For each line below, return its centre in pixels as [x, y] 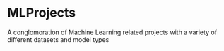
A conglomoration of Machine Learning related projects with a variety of [112, 32]
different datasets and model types [58, 39]
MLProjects [42, 13]
